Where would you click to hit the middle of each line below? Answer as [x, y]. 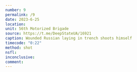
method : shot [19, 48]
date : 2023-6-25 [22, 19]
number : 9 [16, 10]
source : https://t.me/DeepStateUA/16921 [49, 33]
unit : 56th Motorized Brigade [37, 29]
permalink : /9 [20, 15]
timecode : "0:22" [24, 43]
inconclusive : [20, 57]
